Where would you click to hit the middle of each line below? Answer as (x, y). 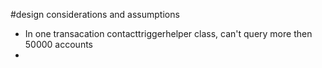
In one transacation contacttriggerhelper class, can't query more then (168, 33)
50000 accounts (59, 44)
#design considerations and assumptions (95, 14)
